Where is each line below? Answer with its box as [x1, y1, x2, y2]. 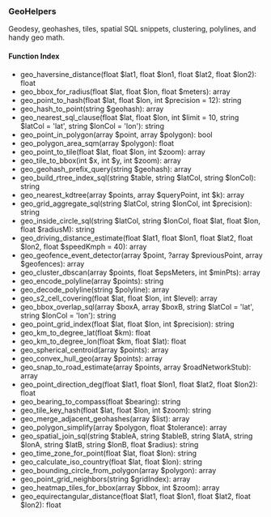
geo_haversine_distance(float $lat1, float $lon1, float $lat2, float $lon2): [19, 69, 257, 79]
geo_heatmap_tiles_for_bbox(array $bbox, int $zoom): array [19, 482, 220, 492]
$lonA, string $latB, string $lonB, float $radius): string [19, 439, 199, 449]
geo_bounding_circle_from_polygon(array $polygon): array [19, 465, 217, 475]
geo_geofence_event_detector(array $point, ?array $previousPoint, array [19, 250, 263, 260]
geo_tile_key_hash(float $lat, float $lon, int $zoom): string [19, 405, 212, 415]
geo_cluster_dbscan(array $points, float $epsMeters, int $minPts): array [19, 267, 260, 277]
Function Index [8, 51, 60, 61]
